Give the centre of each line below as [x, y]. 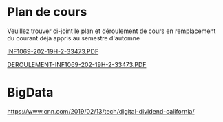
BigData [30, 93]
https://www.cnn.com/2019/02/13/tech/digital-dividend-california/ [101, 111]
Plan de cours [47, 12]
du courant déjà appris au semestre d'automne [74, 38]
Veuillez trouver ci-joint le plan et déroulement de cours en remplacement [111, 31]
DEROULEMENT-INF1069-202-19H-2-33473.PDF [77, 64]
